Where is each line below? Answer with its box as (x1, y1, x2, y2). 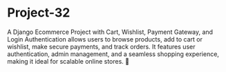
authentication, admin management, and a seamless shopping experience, (7, 50, 220, 58)
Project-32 (7, 5, 70, 21)
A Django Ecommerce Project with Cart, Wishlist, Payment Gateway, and (7, 28, 213, 36)
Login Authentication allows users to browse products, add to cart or (7, 35, 203, 43)
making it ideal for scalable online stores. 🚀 (7, 57, 130, 65)
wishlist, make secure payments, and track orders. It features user (7, 42, 196, 51)
